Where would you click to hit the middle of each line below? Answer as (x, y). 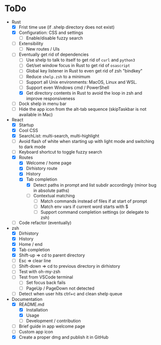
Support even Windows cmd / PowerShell (68, 87)
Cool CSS (28, 130)
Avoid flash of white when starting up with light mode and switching (87, 141)
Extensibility (31, 44)
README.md (32, 304)
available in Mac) (36, 114)
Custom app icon (36, 331)
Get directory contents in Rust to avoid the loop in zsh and (84, 93)
